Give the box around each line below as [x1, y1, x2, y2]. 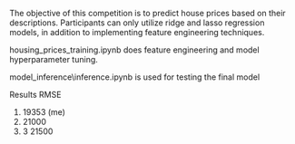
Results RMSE [9, 90, 62, 100]
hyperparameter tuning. [9, 54, 98, 64]
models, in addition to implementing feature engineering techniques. [9, 27, 265, 37]
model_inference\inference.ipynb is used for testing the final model [9, 72, 261, 82]
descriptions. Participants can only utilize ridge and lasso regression [9, 17, 265, 28]
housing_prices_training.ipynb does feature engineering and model [9, 44, 261, 55]
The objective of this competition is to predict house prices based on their [9, 8, 286, 18]
